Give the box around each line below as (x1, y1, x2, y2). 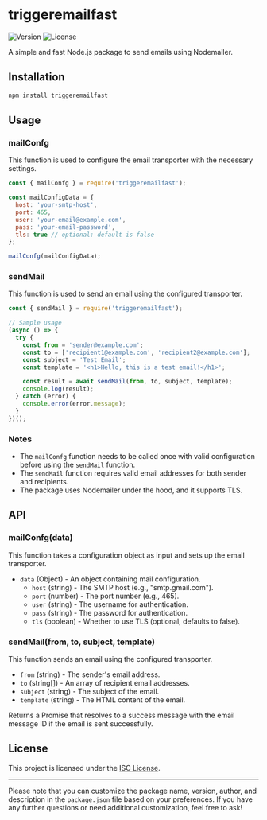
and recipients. (19, 477, 69, 487)
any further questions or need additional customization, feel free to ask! (8, 803, 243, 812)
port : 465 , (15, 208, 52, 216)
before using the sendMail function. (19, 460, 136, 470)
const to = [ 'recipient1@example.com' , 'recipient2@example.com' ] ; (22, 348, 250, 356)
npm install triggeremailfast (8, 91, 109, 99)
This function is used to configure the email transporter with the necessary (8, 155, 253, 165)
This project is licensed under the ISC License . (8, 763, 161, 772)
